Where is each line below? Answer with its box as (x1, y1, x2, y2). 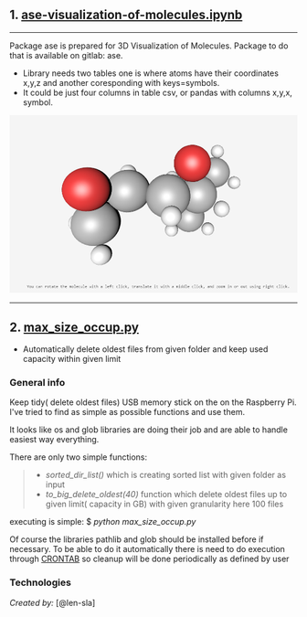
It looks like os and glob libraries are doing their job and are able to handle (9, 424, 288, 435)
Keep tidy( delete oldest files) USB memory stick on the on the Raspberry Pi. (9, 397, 297, 408)
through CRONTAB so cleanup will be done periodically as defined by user (9, 553, 290, 565)
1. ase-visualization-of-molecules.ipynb (9, 7, 243, 23)
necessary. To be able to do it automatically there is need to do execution (9, 544, 286, 555)
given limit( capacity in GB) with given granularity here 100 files (45, 498, 284, 510)
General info (9, 377, 66, 389)
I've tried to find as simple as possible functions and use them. (9, 407, 245, 418)
